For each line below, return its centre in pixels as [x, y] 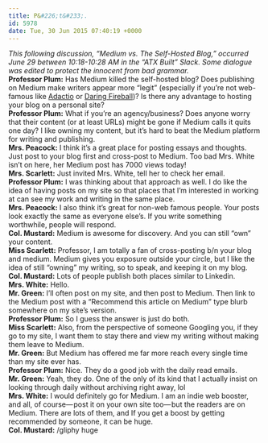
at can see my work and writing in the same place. [92, 199]
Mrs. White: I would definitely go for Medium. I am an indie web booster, [129, 396]
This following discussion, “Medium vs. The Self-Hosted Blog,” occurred [128, 54]
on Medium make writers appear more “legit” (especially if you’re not [123, 88]
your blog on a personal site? [56, 105]
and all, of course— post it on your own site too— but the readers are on [127, 404]
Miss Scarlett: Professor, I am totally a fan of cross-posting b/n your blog [130, 250]
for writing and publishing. [52, 139]
